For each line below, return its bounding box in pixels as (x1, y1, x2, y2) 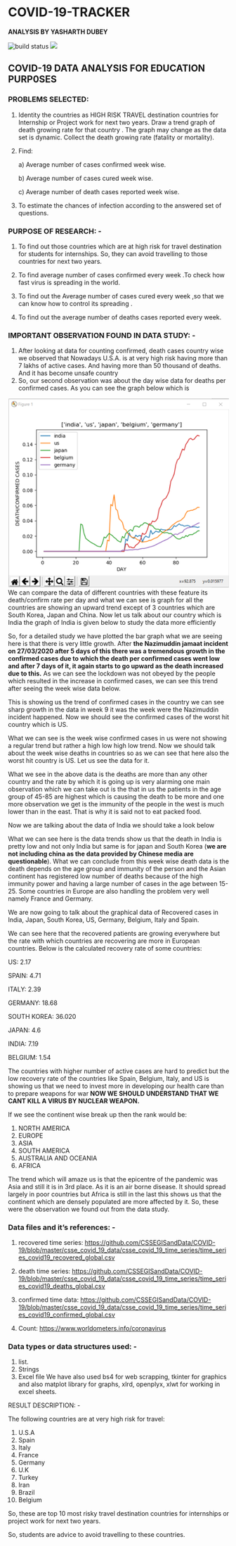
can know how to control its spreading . (18, 299, 133, 308)
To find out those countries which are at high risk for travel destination (18, 242, 222, 251)
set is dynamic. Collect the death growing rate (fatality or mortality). (18, 133, 215, 141)
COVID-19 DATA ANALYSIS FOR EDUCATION (8, 63, 206, 75)
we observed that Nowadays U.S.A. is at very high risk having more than (18, 354, 228, 362)
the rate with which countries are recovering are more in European (8, 937, 200, 945)
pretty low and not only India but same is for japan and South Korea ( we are (8, 842, 227, 850)
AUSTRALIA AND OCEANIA (18, 1153, 98, 1162)
